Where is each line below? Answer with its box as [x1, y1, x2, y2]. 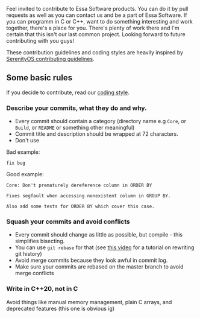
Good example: [6, 171, 44, 178]
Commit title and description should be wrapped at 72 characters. [14, 130, 179, 138]
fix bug [6, 160, 26, 167]
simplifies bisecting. [14, 238, 65, 245]
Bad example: [6, 148, 40, 156]
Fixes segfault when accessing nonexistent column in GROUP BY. [6, 193, 171, 199]
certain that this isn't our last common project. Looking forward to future [6, 31, 186, 38]
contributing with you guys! [6, 37, 74, 44]
